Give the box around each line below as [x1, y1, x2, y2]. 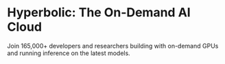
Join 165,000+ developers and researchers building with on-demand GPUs [7, 42, 219, 50]
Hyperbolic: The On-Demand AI [7, 5, 191, 20]
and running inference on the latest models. [7, 49, 130, 57]
